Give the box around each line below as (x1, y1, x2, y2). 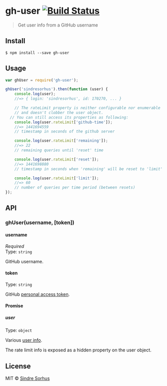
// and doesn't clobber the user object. (14, 110, 103, 115)
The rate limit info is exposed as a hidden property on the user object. (5, 347, 152, 353)
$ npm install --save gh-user (5, 50, 70, 56)
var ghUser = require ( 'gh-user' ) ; (5, 77, 79, 82)
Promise (5, 303, 23, 309)
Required (5, 243, 24, 249)
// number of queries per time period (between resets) (14, 185, 136, 190)
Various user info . (5, 337, 42, 343)
